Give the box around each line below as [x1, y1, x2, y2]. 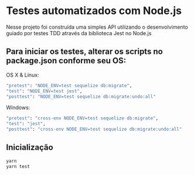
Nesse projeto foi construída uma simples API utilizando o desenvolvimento [6, 23, 189, 30]
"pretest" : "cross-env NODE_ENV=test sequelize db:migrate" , [6, 115, 159, 121]
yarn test [6, 163, 30, 169]
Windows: [6, 104, 30, 111]
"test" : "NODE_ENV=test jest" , [6, 88, 83, 94]
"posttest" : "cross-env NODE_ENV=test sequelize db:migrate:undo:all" [6, 126, 182, 132]
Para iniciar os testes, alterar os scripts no [6, 47, 163, 57]
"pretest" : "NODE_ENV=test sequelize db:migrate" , [6, 83, 132, 88]
